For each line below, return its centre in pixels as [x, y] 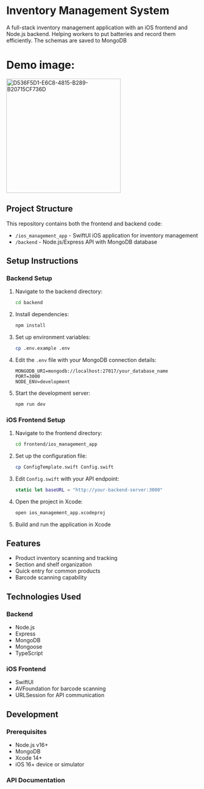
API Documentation [36, 780]
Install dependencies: [42, 314]
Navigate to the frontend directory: [58, 433]
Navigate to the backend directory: [59, 292]
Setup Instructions [42, 261]
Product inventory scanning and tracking [66, 558]
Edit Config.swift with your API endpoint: [67, 478]
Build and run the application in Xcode [63, 524]
